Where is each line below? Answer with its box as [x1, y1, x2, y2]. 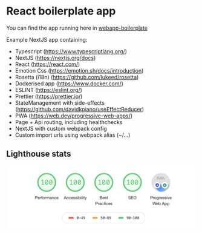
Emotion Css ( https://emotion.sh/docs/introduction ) [15, 67, 144, 74]
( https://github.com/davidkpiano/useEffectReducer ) [15, 105, 144, 113]
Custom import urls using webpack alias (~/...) [15, 131, 131, 139]
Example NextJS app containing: [6, 36, 88, 43]
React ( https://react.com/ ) [15, 61, 80, 68]
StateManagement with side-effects [15, 99, 105, 107]
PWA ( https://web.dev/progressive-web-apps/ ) [15, 112, 133, 119]
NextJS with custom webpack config [15, 125, 107, 132]
